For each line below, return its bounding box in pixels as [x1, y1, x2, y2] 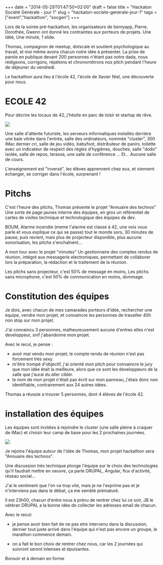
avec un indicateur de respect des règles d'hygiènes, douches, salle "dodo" [5, 146, 157, 152]
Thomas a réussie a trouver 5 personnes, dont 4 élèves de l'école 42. [5, 391, 145, 397]
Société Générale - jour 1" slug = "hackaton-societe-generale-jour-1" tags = [5, 9, 157, 15]
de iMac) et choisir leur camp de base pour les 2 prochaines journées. [5, 429, 146, 435]
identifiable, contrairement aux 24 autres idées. [12, 382, 107, 387]
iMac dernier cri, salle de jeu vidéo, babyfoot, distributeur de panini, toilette [5, 141, 156, 146]
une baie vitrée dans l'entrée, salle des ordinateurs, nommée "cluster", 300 [5, 136, 156, 142]
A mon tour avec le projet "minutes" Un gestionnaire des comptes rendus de [5, 249, 158, 255]
